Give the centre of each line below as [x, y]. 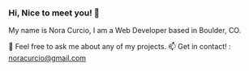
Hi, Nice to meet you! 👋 [54, 13]
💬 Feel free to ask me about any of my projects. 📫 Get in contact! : [120, 47]
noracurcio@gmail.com [47, 58]
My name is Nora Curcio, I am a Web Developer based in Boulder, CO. [125, 31]
